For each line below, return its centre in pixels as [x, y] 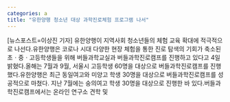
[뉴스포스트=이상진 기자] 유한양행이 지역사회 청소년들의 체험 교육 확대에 [103, 40]
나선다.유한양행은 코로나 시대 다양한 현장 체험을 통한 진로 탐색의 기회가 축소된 [118, 49]
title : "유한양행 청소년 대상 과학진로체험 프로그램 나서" [78, 20]
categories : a [27, 13]
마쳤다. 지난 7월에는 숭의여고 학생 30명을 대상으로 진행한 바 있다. [117, 83]
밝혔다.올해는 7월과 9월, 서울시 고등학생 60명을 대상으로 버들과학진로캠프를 [108, 66]
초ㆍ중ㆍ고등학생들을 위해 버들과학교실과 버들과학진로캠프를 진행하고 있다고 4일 [114, 57]
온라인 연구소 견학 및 [80, 91]
